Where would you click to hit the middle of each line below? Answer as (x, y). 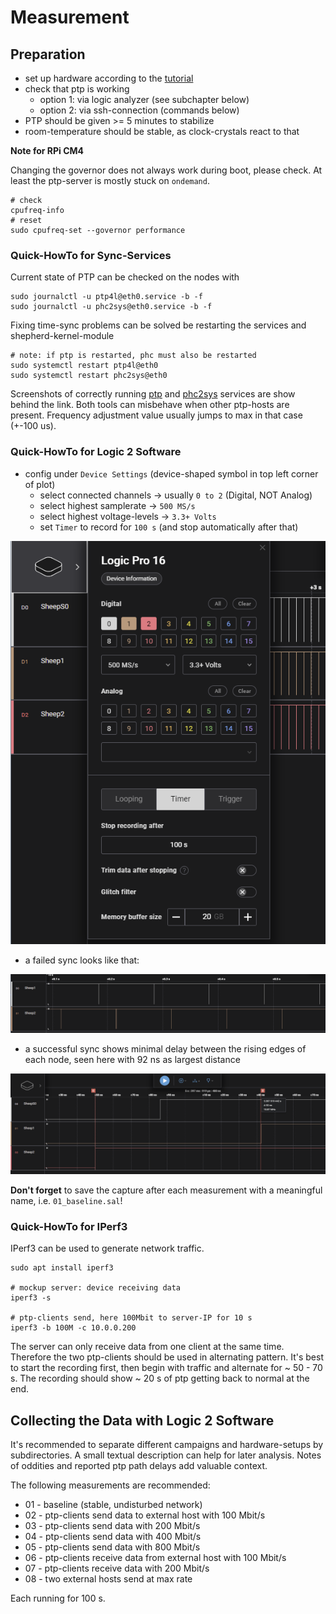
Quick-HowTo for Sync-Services (91, 255)
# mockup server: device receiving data (96, 1288)
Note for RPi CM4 (47, 150)
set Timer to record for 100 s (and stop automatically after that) (169, 527)
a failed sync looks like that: (82, 960)
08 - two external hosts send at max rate (108, 1579)
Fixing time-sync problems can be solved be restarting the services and (158, 325)
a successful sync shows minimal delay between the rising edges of (165, 1048)
